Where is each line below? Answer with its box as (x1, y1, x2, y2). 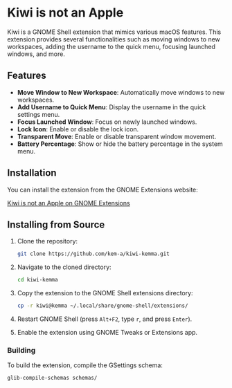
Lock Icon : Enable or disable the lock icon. (17, 124, 139, 133)
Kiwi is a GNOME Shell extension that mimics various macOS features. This (7, 28, 222, 36)
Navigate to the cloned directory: (17, 263, 112, 271)
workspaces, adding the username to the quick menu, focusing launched (7, 42, 216, 50)
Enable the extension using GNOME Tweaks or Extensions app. (17, 329, 198, 336)
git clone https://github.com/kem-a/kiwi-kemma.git (17, 250, 170, 257)
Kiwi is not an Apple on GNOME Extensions (7, 198, 130, 207)
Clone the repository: (17, 237, 78, 246)
